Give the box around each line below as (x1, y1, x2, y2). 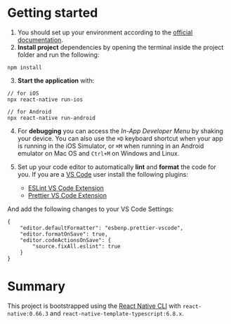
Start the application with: (17, 76, 95, 85)
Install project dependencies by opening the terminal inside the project (17, 43, 224, 51)
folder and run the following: (17, 50, 100, 59)
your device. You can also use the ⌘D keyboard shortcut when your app (17, 134, 223, 142)
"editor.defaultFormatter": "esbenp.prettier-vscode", (20, 224, 184, 231)
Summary (7, 278, 65, 295)
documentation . (17, 35, 63, 43)
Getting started (7, 5, 98, 21)
